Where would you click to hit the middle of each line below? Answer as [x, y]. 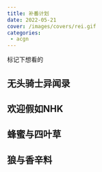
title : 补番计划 [28, 13]
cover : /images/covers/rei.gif [52, 26]
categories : [24, 33]
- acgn [20, 39]
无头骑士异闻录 [39, 83]
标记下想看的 [25, 60]
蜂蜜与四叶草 [34, 135]
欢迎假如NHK [35, 108]
